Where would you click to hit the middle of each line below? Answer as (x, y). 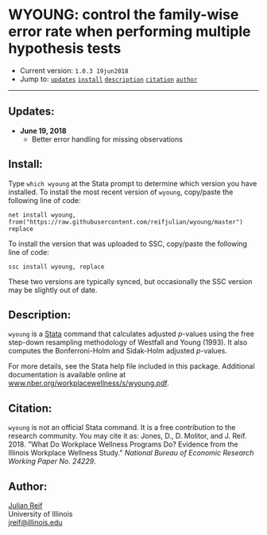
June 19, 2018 (43, 131)
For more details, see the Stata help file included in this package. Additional (132, 366)
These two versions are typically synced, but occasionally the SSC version (130, 281)
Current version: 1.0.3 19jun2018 (74, 70)
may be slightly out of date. (53, 290)
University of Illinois (41, 514)
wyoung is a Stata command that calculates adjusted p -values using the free (131, 334)
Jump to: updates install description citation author (108, 79)
